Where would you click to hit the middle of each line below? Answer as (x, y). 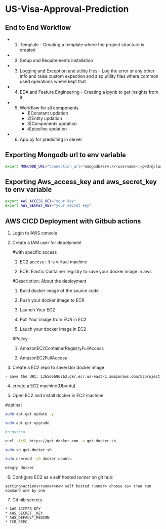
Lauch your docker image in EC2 (53, 329)
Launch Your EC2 (37, 310)
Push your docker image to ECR (52, 300)
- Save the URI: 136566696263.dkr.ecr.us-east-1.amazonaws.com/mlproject (83, 377)
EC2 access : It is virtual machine (53, 262)
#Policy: (21, 339)
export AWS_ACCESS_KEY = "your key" (41, 201)
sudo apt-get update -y (30, 414)
